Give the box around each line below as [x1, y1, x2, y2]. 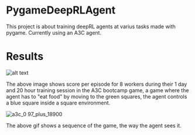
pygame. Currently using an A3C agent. [6, 29, 101, 36]
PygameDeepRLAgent [6, 4, 116, 17]
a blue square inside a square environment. [6, 99, 111, 106]
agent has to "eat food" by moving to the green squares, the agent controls [6, 93, 187, 100]
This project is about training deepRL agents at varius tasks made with [6, 23, 176, 30]
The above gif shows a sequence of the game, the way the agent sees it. [6, 122, 182, 129]
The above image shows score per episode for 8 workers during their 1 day [6, 80, 187, 87]
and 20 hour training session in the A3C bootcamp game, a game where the [6, 86, 189, 94]
